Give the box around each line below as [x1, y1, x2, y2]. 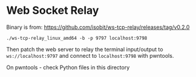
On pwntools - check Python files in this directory [6, 64, 130, 71]
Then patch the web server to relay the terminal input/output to [6, 46, 163, 53]
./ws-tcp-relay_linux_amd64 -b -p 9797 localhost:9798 [6, 35, 148, 41]
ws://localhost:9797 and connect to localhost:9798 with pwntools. [6, 52, 174, 59]
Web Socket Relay [6, 4, 99, 17]
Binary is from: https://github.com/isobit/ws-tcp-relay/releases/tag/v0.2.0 [6, 23, 190, 31]
